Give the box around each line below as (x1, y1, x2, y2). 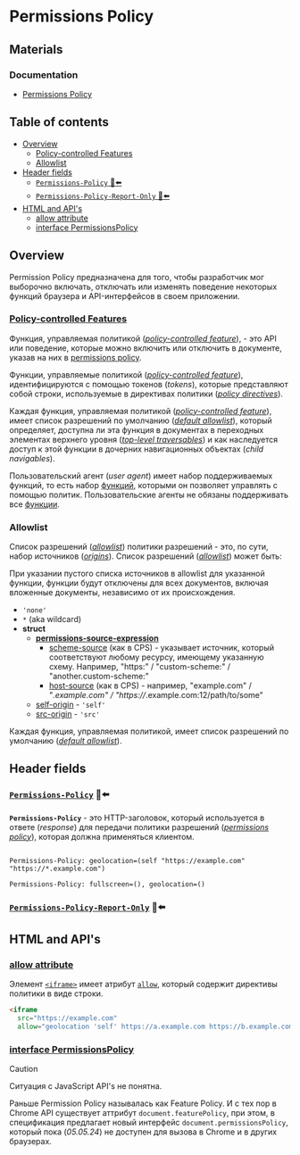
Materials (9, 42, 63, 57)
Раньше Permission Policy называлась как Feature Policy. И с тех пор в (9, 1098, 277, 1109)
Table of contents (9, 114, 109, 130)
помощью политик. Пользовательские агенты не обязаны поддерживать (9, 489, 288, 500)
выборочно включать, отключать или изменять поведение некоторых (9, 281, 278, 292)
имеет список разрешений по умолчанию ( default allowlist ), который (9, 415, 272, 426)
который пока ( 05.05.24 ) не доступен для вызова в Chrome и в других (9, 1126, 278, 1137)
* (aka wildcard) (21, 614, 82, 625)
